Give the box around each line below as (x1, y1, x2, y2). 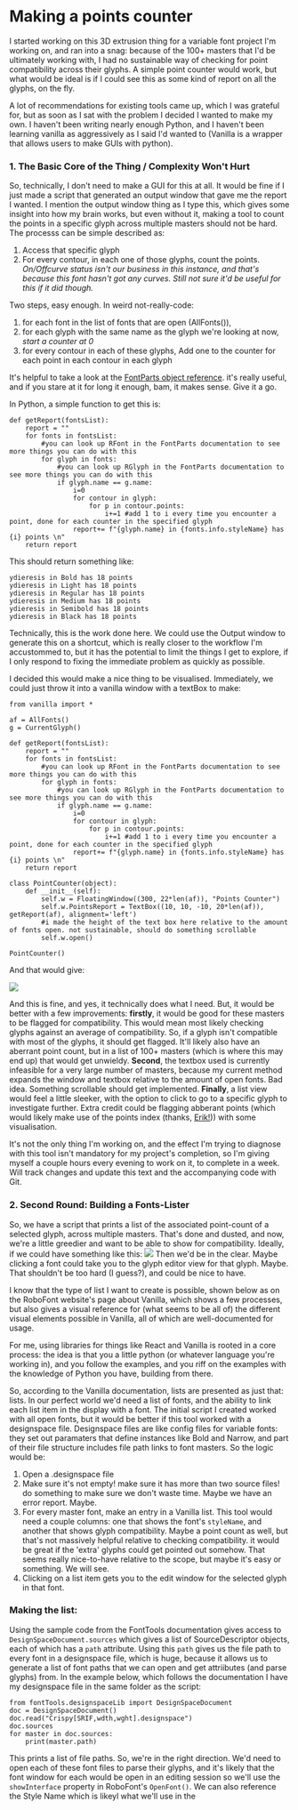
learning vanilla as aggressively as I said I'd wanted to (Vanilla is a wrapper (9, 128, 283, 139)
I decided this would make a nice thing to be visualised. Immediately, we (9, 673, 274, 684)
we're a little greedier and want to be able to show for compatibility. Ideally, (9, 1238, 285, 1249)
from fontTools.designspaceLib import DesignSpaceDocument (9, 1698, 233, 1707)
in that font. (21, 1581, 65, 1593)
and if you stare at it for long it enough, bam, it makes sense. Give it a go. (9, 382, 278, 392)
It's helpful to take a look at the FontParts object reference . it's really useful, (9, 372, 287, 383)
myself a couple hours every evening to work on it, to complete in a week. (9, 1158, 280, 1169)
